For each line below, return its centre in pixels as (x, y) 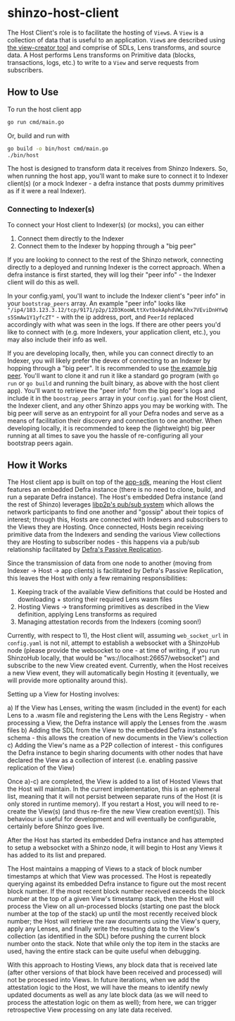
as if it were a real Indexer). (47, 191)
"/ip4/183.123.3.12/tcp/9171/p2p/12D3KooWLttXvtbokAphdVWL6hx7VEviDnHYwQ (118, 310)
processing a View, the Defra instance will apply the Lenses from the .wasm (117, 723)
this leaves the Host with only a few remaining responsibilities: (97, 578)
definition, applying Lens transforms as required (87, 615)
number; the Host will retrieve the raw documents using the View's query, (114, 922)
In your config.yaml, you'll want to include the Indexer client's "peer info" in (116, 296)
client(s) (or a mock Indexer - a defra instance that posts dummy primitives (116, 183)
